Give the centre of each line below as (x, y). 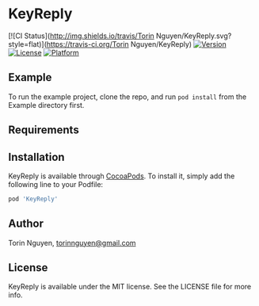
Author (26, 224)
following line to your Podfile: (56, 184)
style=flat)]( (28, 44)
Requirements (44, 130)
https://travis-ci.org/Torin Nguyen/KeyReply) (119, 44)
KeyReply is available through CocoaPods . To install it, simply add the (122, 176)
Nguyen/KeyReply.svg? (194, 36)
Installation (36, 157)
